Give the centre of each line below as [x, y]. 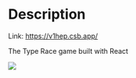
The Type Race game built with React [68, 51]
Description [47, 14]
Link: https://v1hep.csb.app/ [53, 36]
